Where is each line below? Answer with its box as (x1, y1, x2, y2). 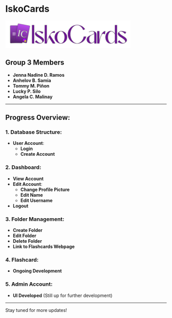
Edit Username (20, 197, 53, 203)
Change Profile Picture (20, 186, 70, 193)
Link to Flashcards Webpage (12, 244, 75, 250)
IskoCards (5, 3, 50, 15)
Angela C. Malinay (12, 93, 53, 100)
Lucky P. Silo (12, 88, 41, 94)
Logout (12, 203, 29, 209)
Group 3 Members (5, 58, 64, 67)
